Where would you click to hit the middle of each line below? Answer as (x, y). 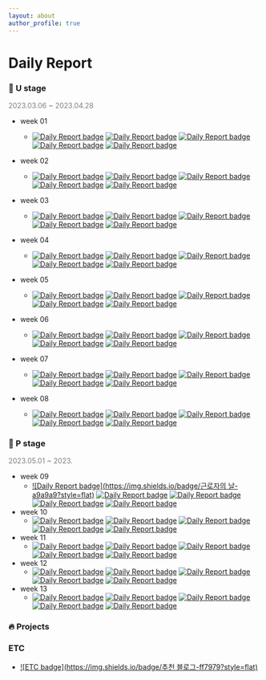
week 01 (34, 120)
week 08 (34, 398)
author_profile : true (44, 23)
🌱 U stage (27, 88)
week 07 (34, 359)
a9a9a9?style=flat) (63, 495)
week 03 (34, 200)
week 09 (34, 476)
